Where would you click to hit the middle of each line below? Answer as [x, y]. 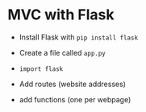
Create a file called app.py [63, 52]
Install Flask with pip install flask [79, 37]
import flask [41, 69]
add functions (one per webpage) [75, 99]
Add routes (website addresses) [73, 84]
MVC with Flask [61, 15]
